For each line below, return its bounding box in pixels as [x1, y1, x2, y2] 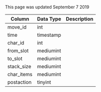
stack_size [7, 63, 31, 70]
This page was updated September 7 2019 [5, 4, 89, 10]
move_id [7, 24, 27, 31]
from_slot [7, 47, 29, 54]
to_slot [7, 55, 23, 62]
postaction [7, 79, 32, 85]
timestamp [37, 31, 61, 38]
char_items [7, 71, 33, 77]
